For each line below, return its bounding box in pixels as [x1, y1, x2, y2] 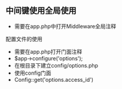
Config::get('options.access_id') [14, 76, 94, 83]
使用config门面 [14, 69, 51, 76]
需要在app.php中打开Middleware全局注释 [14, 23, 117, 30]
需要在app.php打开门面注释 [14, 48, 83, 55]
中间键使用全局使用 [5, 5, 77, 16]
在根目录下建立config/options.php [14, 62, 99, 69]
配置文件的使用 [5, 35, 42, 42]
